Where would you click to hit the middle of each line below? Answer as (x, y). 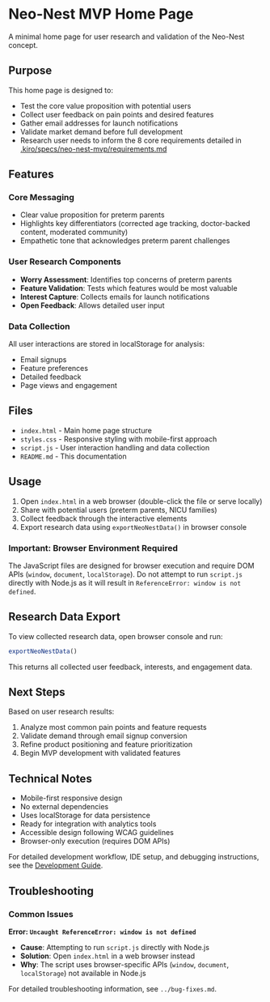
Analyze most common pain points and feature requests (114, 727)
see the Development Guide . (56, 866)
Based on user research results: (61, 712)
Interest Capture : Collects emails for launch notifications (115, 296)
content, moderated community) (74, 232)
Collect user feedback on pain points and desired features (117, 114)
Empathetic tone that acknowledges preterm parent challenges (125, 241)
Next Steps (37, 692)
